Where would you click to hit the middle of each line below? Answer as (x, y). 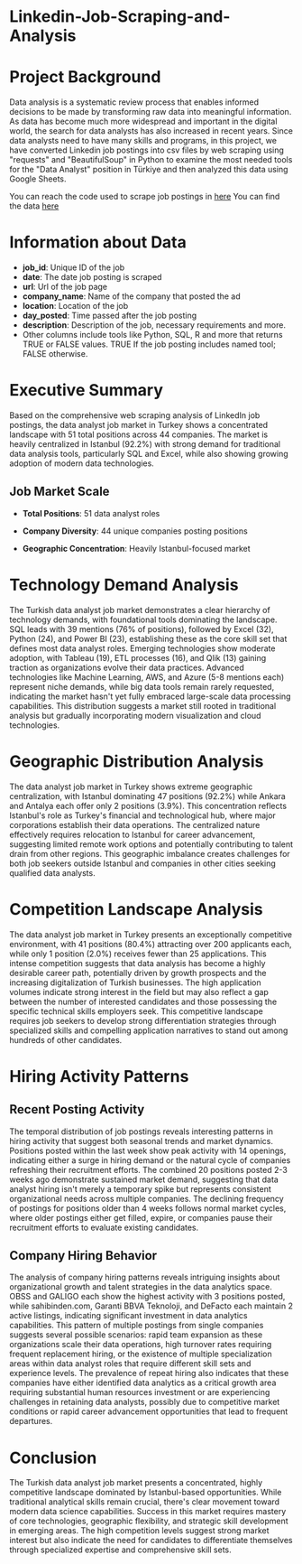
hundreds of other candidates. (66, 1039)
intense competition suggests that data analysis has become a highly (137, 963)
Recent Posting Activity (77, 1109)
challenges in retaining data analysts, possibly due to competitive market (145, 1402)
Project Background (85, 77)
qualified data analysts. (53, 872)
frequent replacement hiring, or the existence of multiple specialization (141, 1354)
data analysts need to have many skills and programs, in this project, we (143, 141)
